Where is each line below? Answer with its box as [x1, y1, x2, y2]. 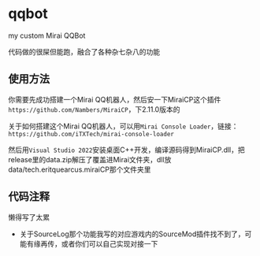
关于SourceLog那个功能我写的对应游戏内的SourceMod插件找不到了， [19, 229, 246, 239]
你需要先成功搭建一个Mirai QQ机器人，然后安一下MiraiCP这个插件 [8, 95, 221, 104]
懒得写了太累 [8, 212, 50, 221]
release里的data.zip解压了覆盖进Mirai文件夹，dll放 [8, 154, 172, 164]
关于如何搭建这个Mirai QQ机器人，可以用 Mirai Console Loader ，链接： [8, 121, 239, 131]
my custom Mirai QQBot [8, 31, 86, 40]
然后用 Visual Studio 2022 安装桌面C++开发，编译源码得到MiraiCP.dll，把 [8, 145, 246, 154]
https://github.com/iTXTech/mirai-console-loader [8, 130, 175, 138]
